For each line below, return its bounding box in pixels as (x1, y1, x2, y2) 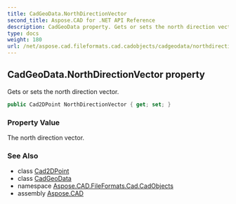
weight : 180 (7, 36, 42, 43)
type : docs (7, 29, 39, 37)
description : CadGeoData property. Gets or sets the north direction (7, 23, 216, 30)
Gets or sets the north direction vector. (7, 87, 119, 95)
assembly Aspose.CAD (17, 189, 84, 198)
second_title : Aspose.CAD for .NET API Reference (7, 17, 156, 24)
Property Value (7, 117, 60, 127)
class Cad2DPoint (17, 167, 70, 175)
